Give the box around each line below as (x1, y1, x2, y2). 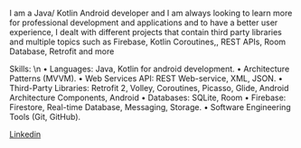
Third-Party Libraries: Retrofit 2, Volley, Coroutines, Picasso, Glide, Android (9, 83, 289, 93)
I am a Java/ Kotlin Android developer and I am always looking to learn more (9, 8, 293, 18)
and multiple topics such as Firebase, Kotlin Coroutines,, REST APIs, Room (9, 36, 287, 47)
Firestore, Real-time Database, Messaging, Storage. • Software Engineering (9, 102, 291, 112)
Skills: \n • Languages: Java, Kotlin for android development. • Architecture (9, 63, 290, 74)
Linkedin (9, 129, 42, 139)
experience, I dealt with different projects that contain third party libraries (9, 27, 282, 37)
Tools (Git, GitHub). (9, 112, 81, 122)
